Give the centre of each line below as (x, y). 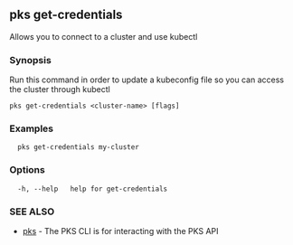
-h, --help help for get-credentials (93, 189)
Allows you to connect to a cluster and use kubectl (104, 36)
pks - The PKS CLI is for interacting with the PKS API (120, 231)
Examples (32, 128)
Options (27, 170)
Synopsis (30, 60)
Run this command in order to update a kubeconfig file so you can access (147, 80)
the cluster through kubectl (60, 90)
